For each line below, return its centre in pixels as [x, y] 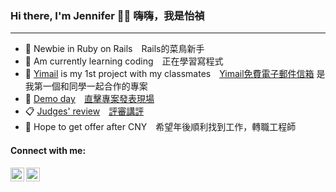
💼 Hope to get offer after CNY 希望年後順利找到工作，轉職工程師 [160, 127]
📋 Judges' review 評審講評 [84, 111]
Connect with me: [48, 150]
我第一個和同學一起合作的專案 [86, 86]
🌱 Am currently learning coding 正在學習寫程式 [124, 61]
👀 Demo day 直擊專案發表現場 [89, 99]
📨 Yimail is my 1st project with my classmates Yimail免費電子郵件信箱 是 [175, 74]
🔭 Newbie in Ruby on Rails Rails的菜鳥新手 [114, 49]
